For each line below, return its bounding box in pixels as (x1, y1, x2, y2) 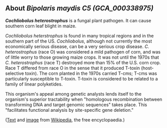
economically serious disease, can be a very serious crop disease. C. (5, 43, 150, 50)
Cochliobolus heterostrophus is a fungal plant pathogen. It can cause (5, 17, 151, 23)
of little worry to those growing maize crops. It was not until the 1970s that (5, 54, 159, 60)
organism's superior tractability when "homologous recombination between (5, 96, 162, 102)
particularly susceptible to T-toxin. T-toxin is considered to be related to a (5, 75, 158, 81)
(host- (141, 65, 154, 71)
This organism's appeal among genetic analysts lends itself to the (5, 91, 142, 97)
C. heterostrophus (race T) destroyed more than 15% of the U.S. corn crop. (5, 59, 161, 65)
